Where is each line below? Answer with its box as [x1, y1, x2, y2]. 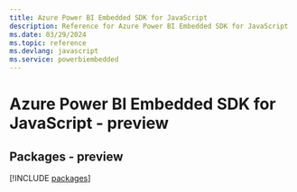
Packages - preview [9, 149, 124, 164]
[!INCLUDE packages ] [9, 173, 91, 183]
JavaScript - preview [9, 114, 170, 133]
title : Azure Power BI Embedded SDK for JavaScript [9, 13, 208, 23]
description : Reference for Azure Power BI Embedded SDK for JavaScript [9, 22, 289, 31]
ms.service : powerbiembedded [9, 55, 119, 64]
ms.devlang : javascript [9, 47, 99, 56]
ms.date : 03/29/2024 [9, 30, 88, 39]
